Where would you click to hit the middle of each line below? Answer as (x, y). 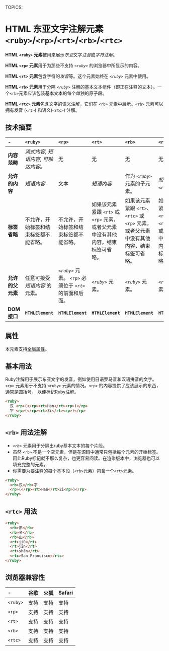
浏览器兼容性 (25, 578)
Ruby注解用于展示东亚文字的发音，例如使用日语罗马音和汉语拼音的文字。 (81, 379)
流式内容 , (36, 152)
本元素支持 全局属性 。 (27, 349)
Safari (66, 593)
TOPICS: (14, 7)
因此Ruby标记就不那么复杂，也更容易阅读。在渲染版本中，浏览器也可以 (86, 458)
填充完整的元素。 (30, 464)
